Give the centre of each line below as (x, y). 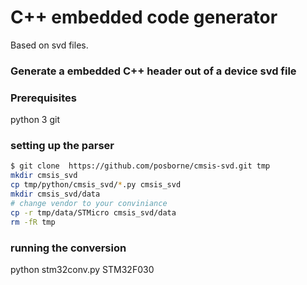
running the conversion (68, 248)
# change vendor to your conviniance (89, 203)
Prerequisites (43, 98)
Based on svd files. (49, 45)
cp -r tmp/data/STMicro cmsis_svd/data (93, 212)
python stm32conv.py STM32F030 (82, 269)
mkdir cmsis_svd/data (55, 194)
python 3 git (35, 120)
